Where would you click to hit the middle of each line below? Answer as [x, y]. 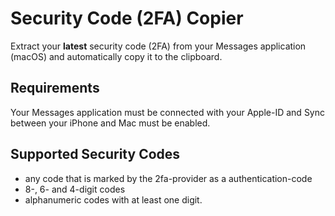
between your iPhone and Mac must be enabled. [110, 123]
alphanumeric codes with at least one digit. [113, 199]
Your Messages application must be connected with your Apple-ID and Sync [168, 112]
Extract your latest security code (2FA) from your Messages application [158, 46]
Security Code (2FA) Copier [127, 18]
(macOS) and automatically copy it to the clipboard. [116, 56]
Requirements [55, 88]
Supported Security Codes [95, 154]
